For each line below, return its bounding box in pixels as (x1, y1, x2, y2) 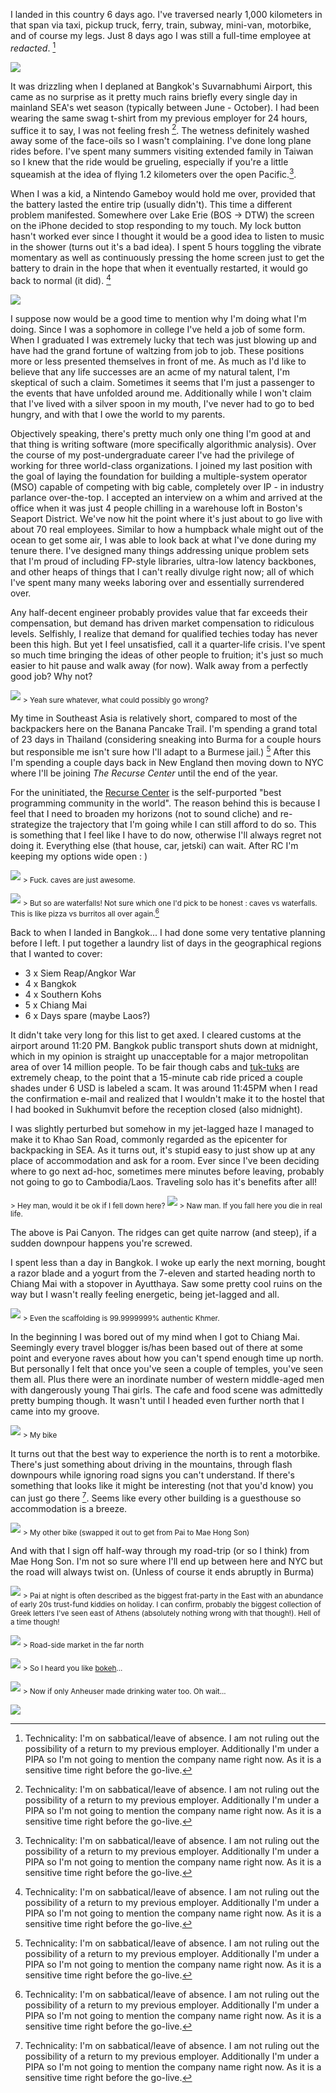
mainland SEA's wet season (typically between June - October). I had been (10, 101, 320, 113)
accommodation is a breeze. (10, 1502, 128, 1514)
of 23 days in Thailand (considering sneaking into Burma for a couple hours (10, 734, 322, 746)
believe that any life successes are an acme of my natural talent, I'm (10, 365, 291, 378)
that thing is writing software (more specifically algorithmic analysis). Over (10, 438, 317, 450)
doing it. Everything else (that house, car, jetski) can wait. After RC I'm (10, 840, 299, 852)
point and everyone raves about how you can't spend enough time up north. (10, 1352, 324, 1364)
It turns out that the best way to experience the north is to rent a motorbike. (10, 1447, 321, 1459)
